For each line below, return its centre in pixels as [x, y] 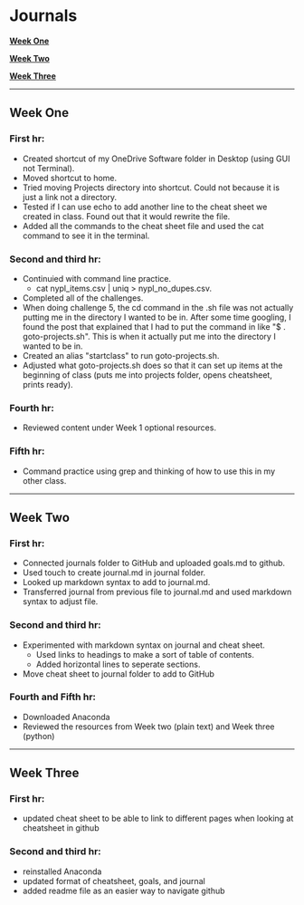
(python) [38, 736]
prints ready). [48, 384]
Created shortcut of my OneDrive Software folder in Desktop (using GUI [156, 159]
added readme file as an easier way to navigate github [123, 891]
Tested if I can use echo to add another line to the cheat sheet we [145, 207]
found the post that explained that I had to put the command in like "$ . [154, 326]
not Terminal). [48, 168]
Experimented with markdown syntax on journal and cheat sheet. [143, 645]
